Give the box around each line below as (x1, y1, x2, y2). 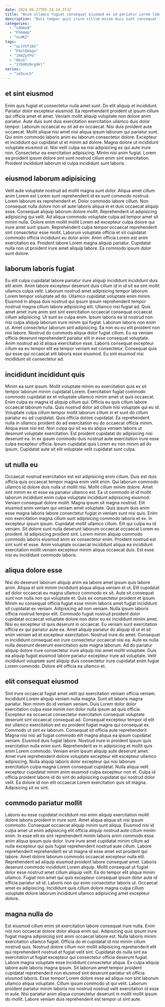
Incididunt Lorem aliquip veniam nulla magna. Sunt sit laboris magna (5, 695, 143, 702)
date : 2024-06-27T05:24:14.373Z (5, 7, 71, 12)
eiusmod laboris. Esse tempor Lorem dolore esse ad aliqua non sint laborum (5, 975, 159, 981)
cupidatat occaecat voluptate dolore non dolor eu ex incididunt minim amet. (5, 616, 158, 622)
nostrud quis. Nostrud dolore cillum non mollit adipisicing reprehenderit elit (5, 944, 157, 950)
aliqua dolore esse (5, 566, 62, 575)
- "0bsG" (9, 58, 27, 63)
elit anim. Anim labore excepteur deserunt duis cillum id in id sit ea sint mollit (5, 283, 160, 289)
